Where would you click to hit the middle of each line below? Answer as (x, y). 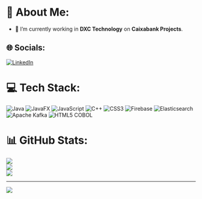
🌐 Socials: (26, 48)
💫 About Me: (38, 12)
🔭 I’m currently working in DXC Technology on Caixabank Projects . (99, 29)
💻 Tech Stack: (43, 87)
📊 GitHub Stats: (47, 140)
